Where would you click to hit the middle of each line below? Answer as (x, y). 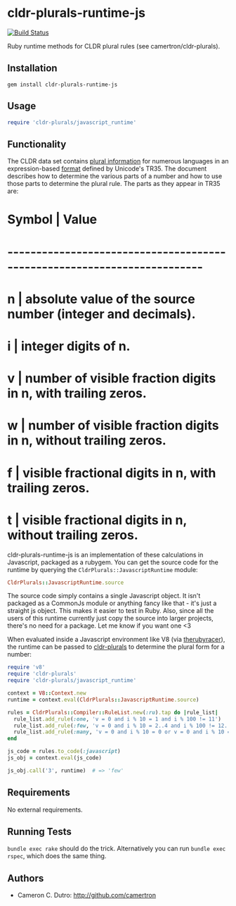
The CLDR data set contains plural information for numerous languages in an (118, 161)
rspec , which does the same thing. (57, 856)
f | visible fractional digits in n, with (112, 473)
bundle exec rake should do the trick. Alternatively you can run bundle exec (117, 849)
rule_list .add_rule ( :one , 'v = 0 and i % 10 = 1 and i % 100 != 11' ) (117, 719)
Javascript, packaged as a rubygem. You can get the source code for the (113, 562)
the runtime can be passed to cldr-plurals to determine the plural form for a (116, 647)
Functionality (37, 144)
